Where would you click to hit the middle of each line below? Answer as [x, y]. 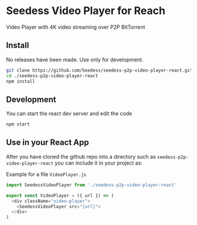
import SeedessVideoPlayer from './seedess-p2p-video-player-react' [91, 185]
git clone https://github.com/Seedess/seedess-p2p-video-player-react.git [99, 70]
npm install [21, 81]
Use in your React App [47, 143]
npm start [18, 124]
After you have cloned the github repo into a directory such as [81, 156]
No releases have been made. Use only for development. [75, 59]
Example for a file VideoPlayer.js [46, 174]
